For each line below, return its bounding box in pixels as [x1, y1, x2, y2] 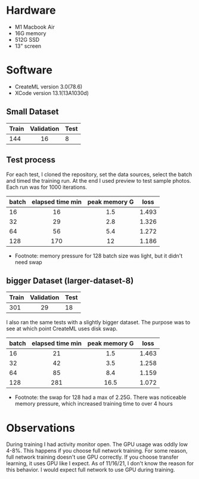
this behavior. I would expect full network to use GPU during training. [6, 466, 175, 474]
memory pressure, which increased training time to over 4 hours [14, 400, 173, 407]
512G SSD [14, 36, 40, 43]
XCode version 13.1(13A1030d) [14, 89, 89, 96]
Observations [6, 421, 76, 435]
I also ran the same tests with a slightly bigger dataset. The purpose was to [6, 319, 191, 326]
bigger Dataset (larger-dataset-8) [6, 275, 134, 285]
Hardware [6, 4, 56, 17]
